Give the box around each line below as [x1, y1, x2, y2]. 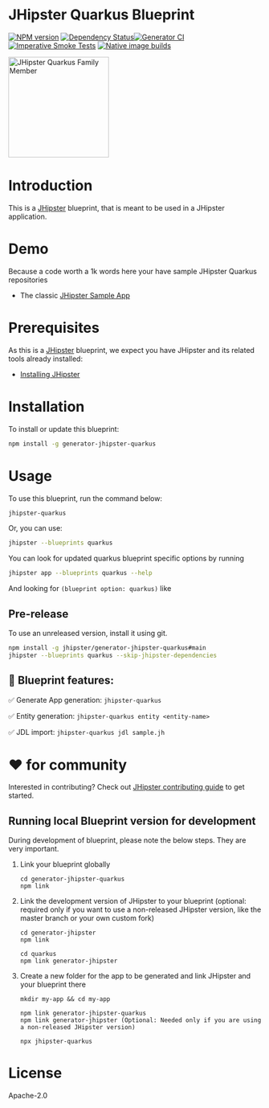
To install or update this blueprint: [8, 424, 120, 433]
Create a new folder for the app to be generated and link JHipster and [19, 971, 251, 981]
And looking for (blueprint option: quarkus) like [8, 584, 172, 593]
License [8, 1064, 63, 1082]
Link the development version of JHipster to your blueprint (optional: [19, 897, 247, 906]
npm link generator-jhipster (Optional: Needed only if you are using [19, 1016, 262, 1024]
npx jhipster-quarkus [19, 1037, 92, 1046]
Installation [8, 397, 85, 416]
